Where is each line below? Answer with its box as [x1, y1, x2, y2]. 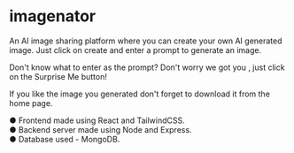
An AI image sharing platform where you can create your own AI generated [9, 35, 282, 46]
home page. [9, 97, 53, 108]
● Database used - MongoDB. [9, 134, 120, 144]
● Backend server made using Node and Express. [9, 124, 192, 134]
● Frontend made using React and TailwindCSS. [9, 115, 186, 126]
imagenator [9, 6, 97, 27]
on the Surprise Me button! [9, 71, 108, 81]
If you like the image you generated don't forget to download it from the [9, 88, 270, 99]
